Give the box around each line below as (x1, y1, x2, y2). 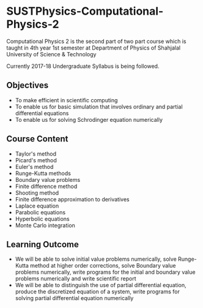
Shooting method (15, 189, 59, 197)
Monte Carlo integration (15, 222, 75, 229)
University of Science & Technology (6, 50, 97, 58)
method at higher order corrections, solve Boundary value (30, 262, 176, 269)
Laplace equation (15, 202, 59, 209)
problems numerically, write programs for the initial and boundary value (15, 268, 196, 276)
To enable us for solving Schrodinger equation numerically (15, 116, 163, 123)
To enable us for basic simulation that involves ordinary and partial (15, 103, 183, 110)
